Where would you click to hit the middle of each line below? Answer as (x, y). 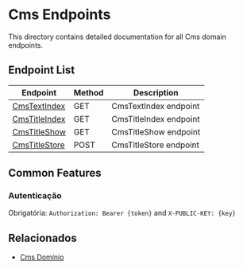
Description (156, 92)
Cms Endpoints (60, 15)
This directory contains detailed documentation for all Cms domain (117, 37)
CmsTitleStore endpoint (155, 145)
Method (89, 92)
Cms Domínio (42, 257)
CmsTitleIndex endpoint (155, 119)
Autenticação (35, 196)
